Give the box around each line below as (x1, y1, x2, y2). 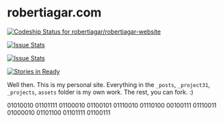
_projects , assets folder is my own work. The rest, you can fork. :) (7, 88, 194, 96)
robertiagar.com (7, 5, 102, 21)
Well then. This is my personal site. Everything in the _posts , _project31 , (7, 80, 211, 88)
